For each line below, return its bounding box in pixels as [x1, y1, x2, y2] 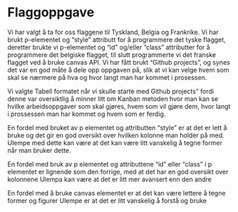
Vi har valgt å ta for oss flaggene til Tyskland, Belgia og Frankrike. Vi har [7, 28, 219, 36]
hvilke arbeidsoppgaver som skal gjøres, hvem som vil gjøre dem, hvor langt [7, 102, 231, 110]
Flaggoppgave [7, 4, 95, 21]
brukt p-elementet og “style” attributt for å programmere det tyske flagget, [7, 35, 226, 43]
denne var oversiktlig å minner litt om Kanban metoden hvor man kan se [7, 94, 219, 103]
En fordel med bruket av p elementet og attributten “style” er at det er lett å [7, 123, 227, 132]
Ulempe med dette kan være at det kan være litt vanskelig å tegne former [7, 138, 223, 147]
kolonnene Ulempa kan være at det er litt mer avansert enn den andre [7, 175, 212, 184]
